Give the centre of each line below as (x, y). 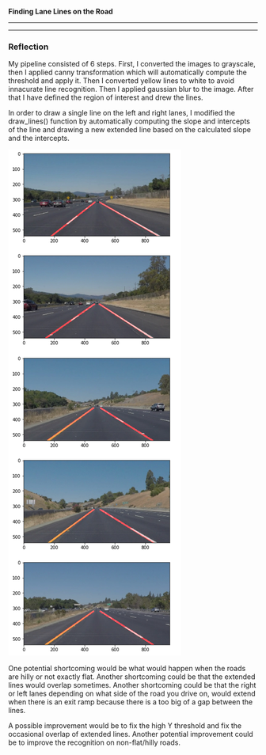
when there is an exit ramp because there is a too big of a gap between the (131, 702)
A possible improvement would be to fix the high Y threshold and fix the (125, 726)
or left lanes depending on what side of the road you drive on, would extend (132, 694)
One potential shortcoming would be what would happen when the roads (127, 669)
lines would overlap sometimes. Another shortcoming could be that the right (132, 685)
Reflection (28, 47)
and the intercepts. (39, 138)
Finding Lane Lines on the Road (61, 11)
